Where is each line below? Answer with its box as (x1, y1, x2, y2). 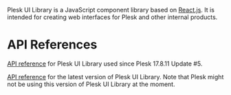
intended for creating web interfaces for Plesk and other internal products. (7, 13, 218, 21)
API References (7, 37, 98, 53)
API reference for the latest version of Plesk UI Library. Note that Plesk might (7, 72, 224, 81)
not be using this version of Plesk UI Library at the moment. (7, 80, 175, 88)
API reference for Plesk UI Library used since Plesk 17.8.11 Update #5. (7, 59, 203, 68)
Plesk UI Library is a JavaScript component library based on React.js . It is (7, 6, 215, 14)
